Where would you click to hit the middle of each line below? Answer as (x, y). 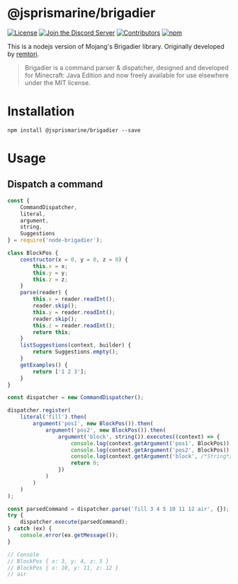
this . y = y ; (51, 273)
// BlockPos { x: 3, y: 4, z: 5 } (58, 561)
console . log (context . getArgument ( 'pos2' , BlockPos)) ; (152, 450)
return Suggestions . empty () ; (76, 352)
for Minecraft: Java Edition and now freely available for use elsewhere (126, 75)
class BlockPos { (33, 253)
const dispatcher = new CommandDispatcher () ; (75, 398)
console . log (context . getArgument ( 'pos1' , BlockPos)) (150, 443)
